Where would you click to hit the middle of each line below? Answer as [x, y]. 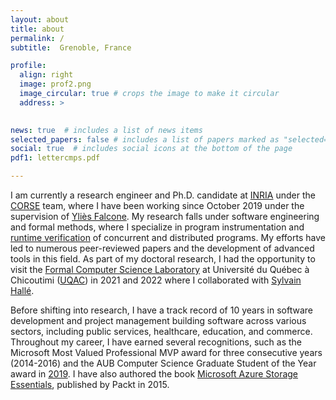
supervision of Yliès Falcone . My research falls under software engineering [165, 216]
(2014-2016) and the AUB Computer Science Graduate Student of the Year [163, 363]
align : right [46, 75]
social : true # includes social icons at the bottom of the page [151, 149]
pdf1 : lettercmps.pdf [55, 158]
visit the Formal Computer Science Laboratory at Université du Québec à [160, 269]
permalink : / [37, 38]
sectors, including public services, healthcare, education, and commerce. [161, 331]
